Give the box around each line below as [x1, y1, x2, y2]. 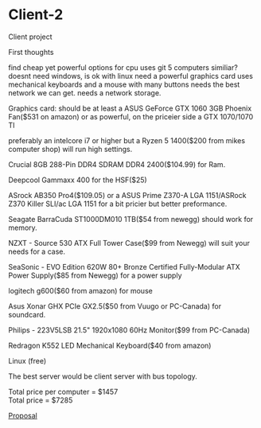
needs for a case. [8, 247, 66, 256]
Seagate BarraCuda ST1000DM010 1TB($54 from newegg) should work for [8, 214, 254, 224]
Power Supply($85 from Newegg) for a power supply [8, 270, 182, 280]
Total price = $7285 [8, 395, 73, 405]
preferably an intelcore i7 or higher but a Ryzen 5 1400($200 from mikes [8, 135, 245, 145]
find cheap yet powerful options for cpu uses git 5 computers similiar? [8, 62, 239, 72]
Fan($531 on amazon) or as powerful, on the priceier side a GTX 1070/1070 [8, 111, 254, 121]
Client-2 [8, 6, 64, 24]
